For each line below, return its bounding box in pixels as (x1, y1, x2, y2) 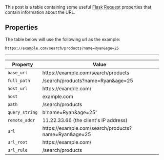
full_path (7, 78, 30, 83)
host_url (7, 85, 28, 91)
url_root (7, 139, 28, 145)
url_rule (7, 147, 28, 153)
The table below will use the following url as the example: (5, 36, 121, 42)
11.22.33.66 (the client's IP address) (42, 117, 128, 123)
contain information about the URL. (5, 9, 76, 15)
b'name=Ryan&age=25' (42, 109, 97, 116)
